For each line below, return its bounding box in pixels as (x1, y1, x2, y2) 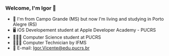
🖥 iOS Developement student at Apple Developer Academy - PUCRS (12, 27, 156, 33)
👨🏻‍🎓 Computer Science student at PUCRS (12, 34, 101, 40)
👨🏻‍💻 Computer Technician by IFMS (12, 40, 87, 46)
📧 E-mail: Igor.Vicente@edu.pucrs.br (12, 45, 90, 51)
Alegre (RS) (12, 21, 37, 27)
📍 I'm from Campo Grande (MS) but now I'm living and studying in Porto (12, 16, 164, 22)
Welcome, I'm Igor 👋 (5, 5, 56, 12)
